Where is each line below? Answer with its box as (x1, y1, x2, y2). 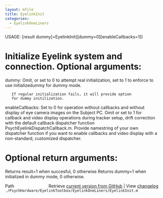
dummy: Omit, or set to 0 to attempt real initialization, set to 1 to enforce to (5, 77, 154, 83)
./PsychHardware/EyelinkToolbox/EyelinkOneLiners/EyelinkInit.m (5, 188, 138, 193)
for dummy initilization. (11, 96, 64, 101)
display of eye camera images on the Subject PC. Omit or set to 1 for (5, 110, 142, 115)
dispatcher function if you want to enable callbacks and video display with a (5, 131, 157, 136)
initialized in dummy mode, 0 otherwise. (5, 174, 85, 180)
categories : (5, 16, 29, 21)
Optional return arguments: (5, 152, 118, 164)
